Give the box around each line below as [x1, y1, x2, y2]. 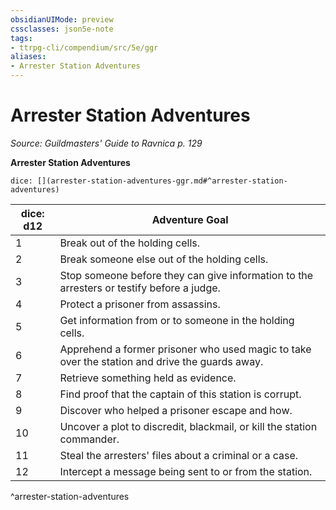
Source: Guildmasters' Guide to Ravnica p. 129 [10, 137, 203, 149]
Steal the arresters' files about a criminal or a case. [59, 448, 299, 462]
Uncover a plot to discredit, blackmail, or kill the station [59, 419, 318, 433]
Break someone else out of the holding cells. [59, 252, 269, 266]
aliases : [10, 52, 47, 62]
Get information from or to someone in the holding [59, 313, 295, 327]
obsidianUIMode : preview [10, 14, 114, 25]
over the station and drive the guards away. [59, 354, 264, 368]
